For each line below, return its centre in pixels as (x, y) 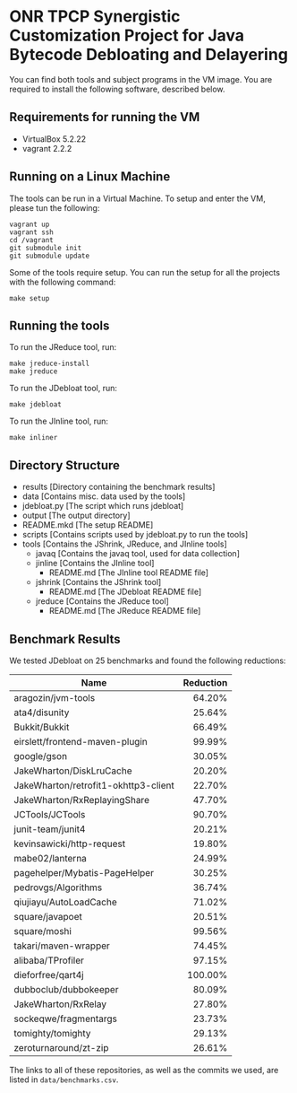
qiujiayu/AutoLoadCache (66, 902)
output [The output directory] (76, 516)
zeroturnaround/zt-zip (61, 1048)
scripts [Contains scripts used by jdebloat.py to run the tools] (135, 535)
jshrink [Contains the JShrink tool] (98, 582)
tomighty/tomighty (52, 1033)
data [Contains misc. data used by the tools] (104, 496)
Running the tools (59, 325)
